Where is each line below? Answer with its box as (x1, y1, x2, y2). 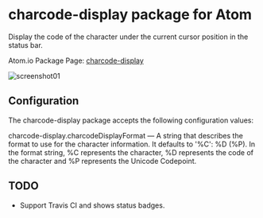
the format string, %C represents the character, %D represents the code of (8, 147, 254, 157)
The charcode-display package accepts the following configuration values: (8, 115, 254, 125)
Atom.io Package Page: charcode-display (8, 56, 145, 65)
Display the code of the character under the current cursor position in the (8, 32, 249, 41)
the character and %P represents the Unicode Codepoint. (8, 156, 197, 165)
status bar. (8, 40, 44, 49)
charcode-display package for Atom (8, 6, 253, 24)
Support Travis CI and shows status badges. (19, 200, 165, 210)
